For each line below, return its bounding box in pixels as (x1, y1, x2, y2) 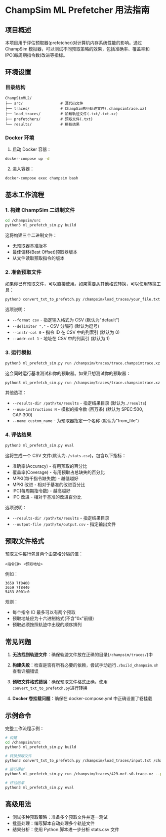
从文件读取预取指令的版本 (12, 255, 65, 261)
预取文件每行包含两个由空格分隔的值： (5, 551, 83, 557)
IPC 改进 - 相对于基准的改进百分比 (12, 494, 82, 500)
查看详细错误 (12, 668, 39, 674)
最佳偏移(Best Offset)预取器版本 (12, 249, 78, 255)
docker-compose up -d (5, 156, 50, 161)
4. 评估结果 (5, 431, 32, 438)
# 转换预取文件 (5, 753, 32, 758)
